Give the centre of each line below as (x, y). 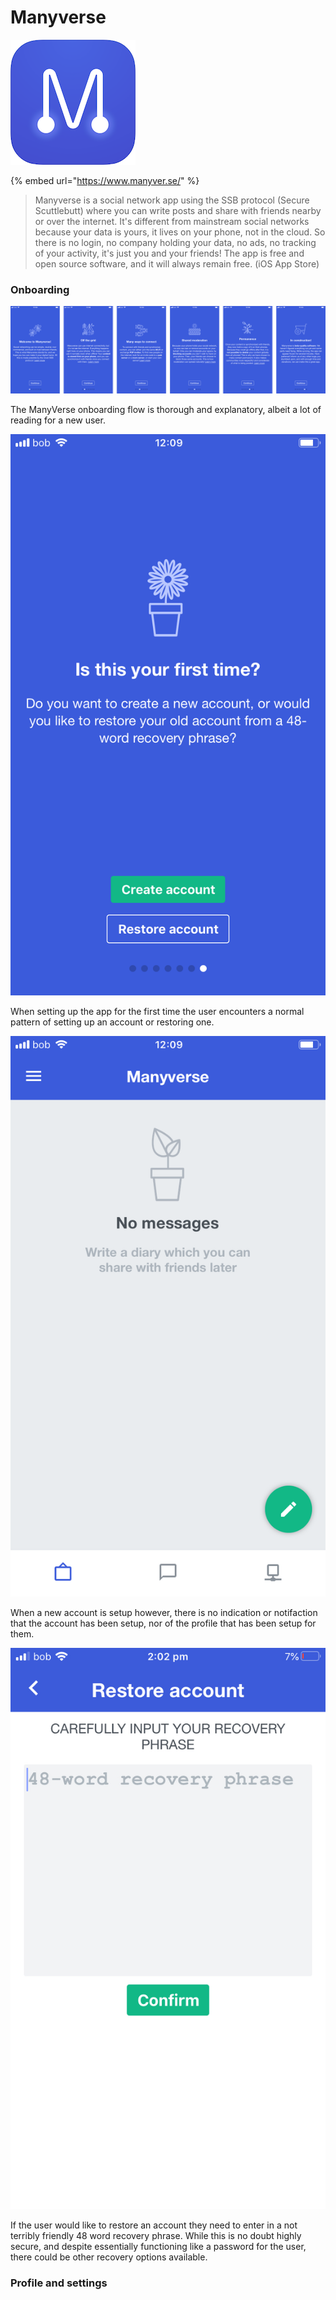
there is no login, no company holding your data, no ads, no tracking (175, 242)
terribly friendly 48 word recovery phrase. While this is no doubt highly (156, 2235)
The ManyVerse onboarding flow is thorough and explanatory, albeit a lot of (166, 410)
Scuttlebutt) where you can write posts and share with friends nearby (178, 210)
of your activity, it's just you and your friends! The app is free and (169, 253)
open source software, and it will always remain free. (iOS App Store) (177, 263)
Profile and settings (59, 2283)
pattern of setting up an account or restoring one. (112, 1022)
